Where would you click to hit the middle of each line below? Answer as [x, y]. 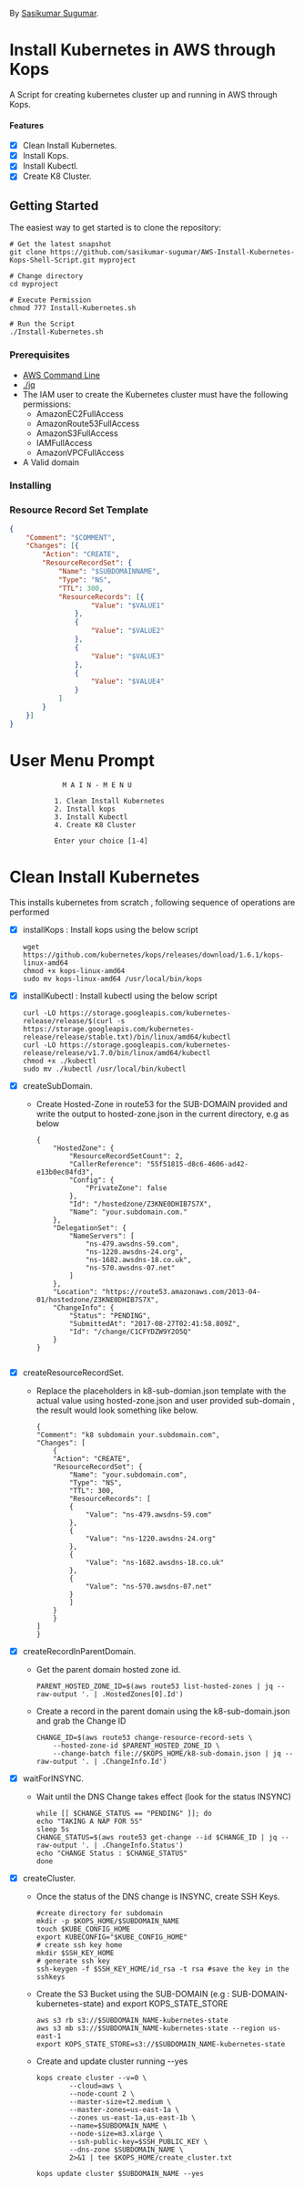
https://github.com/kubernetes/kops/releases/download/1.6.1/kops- [153, 955]
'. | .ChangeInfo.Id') [124, 1761]
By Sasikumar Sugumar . [54, 13]
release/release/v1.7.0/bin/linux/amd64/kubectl [117, 1052]
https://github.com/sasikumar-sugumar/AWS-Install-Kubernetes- [172, 253]
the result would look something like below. [117, 1410]
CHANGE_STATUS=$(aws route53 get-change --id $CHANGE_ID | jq [157, 1837]
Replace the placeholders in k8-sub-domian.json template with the [161, 1391]
